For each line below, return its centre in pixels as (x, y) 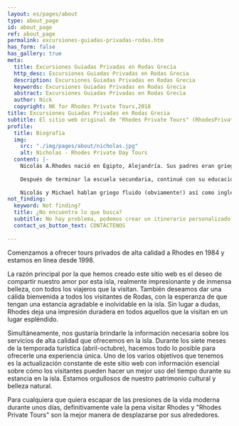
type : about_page (33, 21)
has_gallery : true (34, 54)
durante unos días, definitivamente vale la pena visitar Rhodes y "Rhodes (115, 407)
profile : (20, 126)
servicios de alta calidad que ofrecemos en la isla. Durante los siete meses (117, 340)
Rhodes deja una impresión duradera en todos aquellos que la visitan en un (118, 311)
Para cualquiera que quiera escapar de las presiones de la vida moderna (114, 400)
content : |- (32, 160)
